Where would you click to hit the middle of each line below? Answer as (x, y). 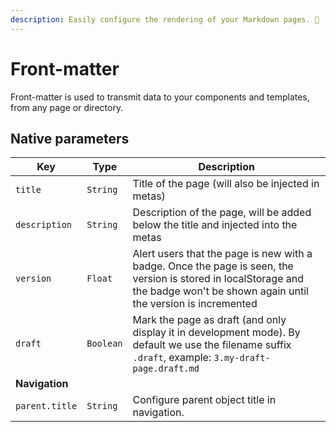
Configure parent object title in (204, 400)
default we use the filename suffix (212, 345)
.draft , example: (172, 358)
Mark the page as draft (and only (209, 320)
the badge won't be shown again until (220, 291)
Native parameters (70, 138)
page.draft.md (166, 369)
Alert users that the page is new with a (222, 254)
